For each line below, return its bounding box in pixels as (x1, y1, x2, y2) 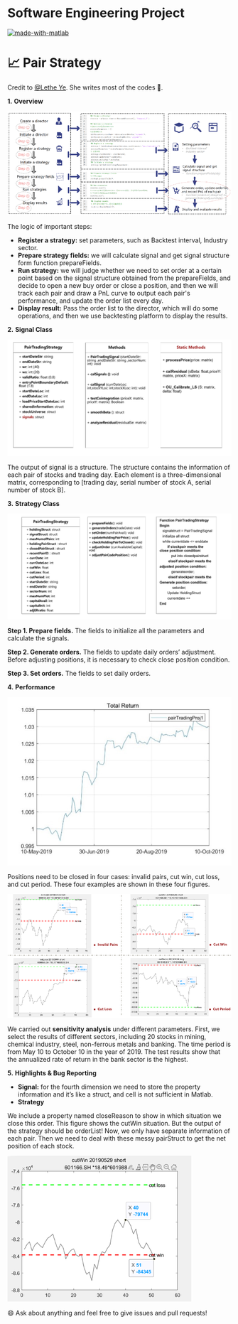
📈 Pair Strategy (7, 55, 102, 71)
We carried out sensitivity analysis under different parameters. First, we (7, 1025, 220, 1033)
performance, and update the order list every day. (17, 296, 164, 305)
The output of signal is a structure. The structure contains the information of (7, 463, 231, 471)
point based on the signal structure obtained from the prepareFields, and (17, 274, 231, 282)
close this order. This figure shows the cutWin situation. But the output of (7, 1119, 222, 1127)
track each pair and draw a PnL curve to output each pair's (17, 289, 190, 297)
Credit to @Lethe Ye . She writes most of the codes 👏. (7, 83, 163, 92)
